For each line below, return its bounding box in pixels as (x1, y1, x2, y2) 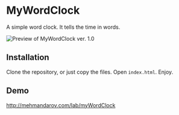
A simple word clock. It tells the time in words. (6, 23, 121, 31)
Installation (6, 52, 49, 63)
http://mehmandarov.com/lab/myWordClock (6, 101, 116, 108)
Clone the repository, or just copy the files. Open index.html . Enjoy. (6, 68, 174, 75)
